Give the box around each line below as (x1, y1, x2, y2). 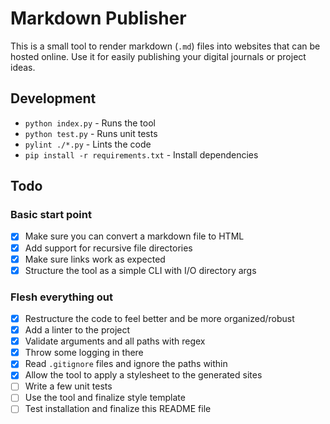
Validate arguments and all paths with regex (24, 335, 206, 347)
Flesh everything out (10, 290, 114, 304)
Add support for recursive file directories (24, 242, 193, 254)
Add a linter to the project (24, 324, 131, 336)
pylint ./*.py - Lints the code (24, 138, 152, 150)
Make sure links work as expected (24, 253, 166, 265)
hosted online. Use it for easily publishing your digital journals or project (10, 50, 307, 62)
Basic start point (10, 208, 92, 222)
